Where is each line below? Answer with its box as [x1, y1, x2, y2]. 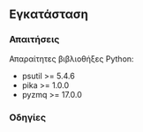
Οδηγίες [9, 111, 47, 123]
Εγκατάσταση [9, 7, 88, 22]
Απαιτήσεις [9, 33, 60, 46]
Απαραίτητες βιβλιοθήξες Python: [9, 53, 134, 64]
